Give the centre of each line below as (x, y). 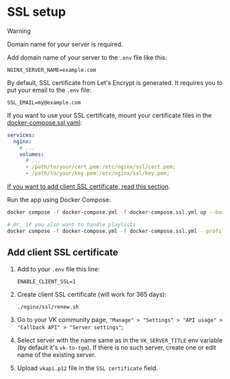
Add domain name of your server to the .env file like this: (87, 57)
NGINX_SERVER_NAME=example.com (52, 70)
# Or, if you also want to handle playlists (72, 224)
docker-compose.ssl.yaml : (44, 122)
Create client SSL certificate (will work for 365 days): (91, 294)
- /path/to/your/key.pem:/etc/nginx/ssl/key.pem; (97, 173)
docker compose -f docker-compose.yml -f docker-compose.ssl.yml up (107, 212)
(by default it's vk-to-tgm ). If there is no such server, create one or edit (117, 347)
